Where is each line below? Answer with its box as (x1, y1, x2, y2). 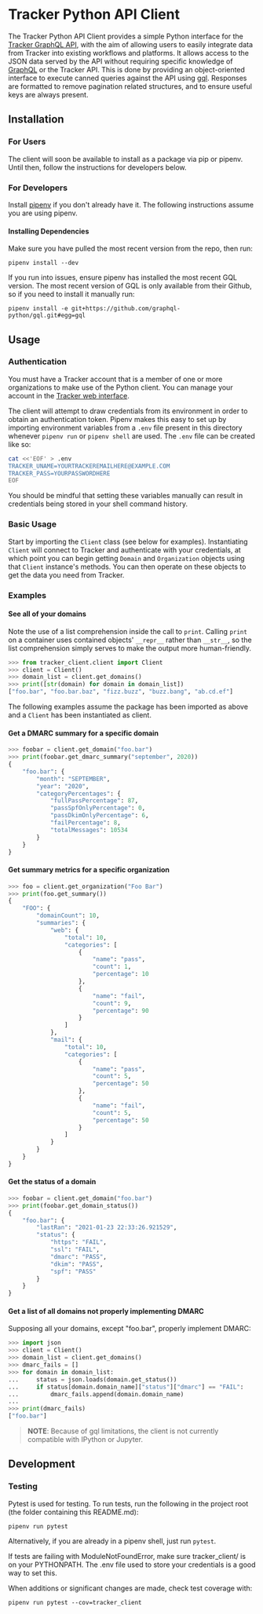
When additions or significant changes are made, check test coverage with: (8, 1583, 253, 1593)
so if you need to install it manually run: (8, 289, 135, 299)
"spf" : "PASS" (49, 1267, 97, 1275)
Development (8, 1458, 76, 1471)
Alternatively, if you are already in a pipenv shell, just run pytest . (8, 1536, 217, 1546)
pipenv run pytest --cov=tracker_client (8, 1598, 143, 1606)
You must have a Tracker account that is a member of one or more (8, 374, 223, 383)
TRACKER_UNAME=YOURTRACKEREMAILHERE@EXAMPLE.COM (8, 462, 170, 470)
